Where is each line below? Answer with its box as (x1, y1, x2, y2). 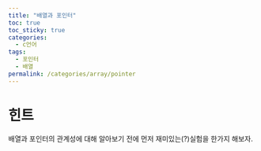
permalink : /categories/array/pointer (8, 70, 136, 78)
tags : (8, 48, 26, 56)
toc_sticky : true (8, 26, 66, 34)
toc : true (8, 19, 41, 27)
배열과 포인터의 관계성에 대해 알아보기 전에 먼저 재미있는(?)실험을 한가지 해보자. (8, 134, 253, 143)
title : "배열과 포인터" (8, 11, 77, 20)
